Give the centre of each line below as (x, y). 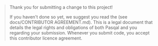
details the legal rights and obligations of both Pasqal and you (73, 27)
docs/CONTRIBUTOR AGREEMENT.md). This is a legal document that (81, 22)
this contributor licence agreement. (46, 38)
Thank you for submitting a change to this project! (61, 7)
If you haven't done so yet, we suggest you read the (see (68, 17)
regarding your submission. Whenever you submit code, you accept (80, 33)
